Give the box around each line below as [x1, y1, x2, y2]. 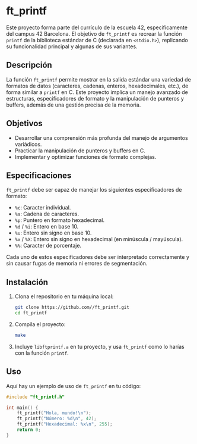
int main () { [6, 405, 39, 411]
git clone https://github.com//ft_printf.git [14, 305, 129, 311]
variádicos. [14, 140, 42, 148]
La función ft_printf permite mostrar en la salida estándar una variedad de [6, 76, 191, 83]
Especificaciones [6, 170, 72, 180]
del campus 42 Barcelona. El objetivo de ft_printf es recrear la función [6, 30, 182, 37]
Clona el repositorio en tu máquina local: [14, 293, 114, 300]
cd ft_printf [14, 310, 47, 316]
